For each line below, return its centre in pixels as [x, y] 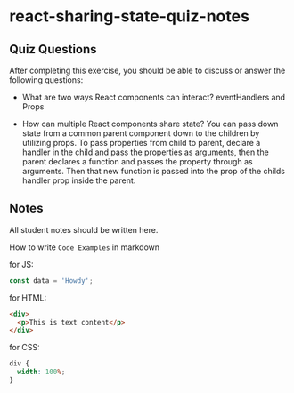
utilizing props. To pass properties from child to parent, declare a [141, 143]
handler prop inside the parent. [79, 180]
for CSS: [24, 348]
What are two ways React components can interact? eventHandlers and [154, 97]
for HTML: [28, 297]
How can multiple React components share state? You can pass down [150, 124]
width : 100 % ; [41, 372]
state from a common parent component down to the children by [141, 133]
